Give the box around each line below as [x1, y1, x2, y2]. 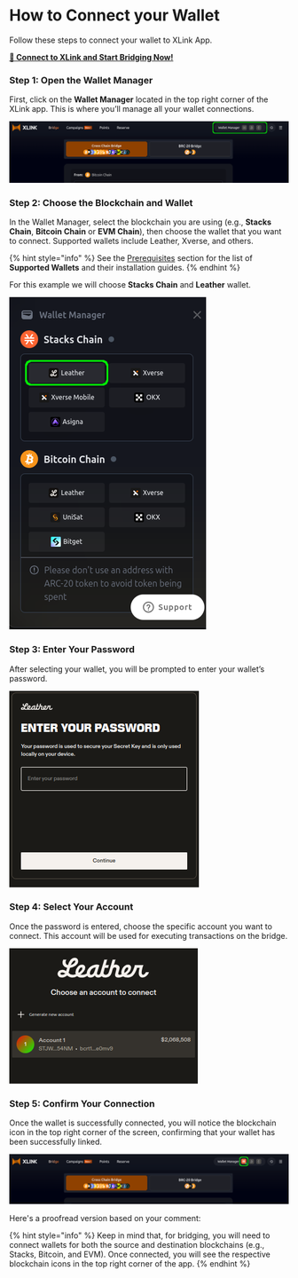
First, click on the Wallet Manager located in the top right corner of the [9, 94, 269, 105]
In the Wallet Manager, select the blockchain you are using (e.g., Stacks [9, 217, 272, 227]
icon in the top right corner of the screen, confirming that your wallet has [9, 1127, 276, 1138]
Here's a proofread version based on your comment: [9, 1212, 201, 1223]
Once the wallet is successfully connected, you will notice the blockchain [9, 1117, 277, 1128]
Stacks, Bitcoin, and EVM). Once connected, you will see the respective [9, 1249, 271, 1259]
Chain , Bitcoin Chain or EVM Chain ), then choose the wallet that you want [9, 226, 282, 237]
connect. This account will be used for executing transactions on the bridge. [9, 930, 288, 941]
